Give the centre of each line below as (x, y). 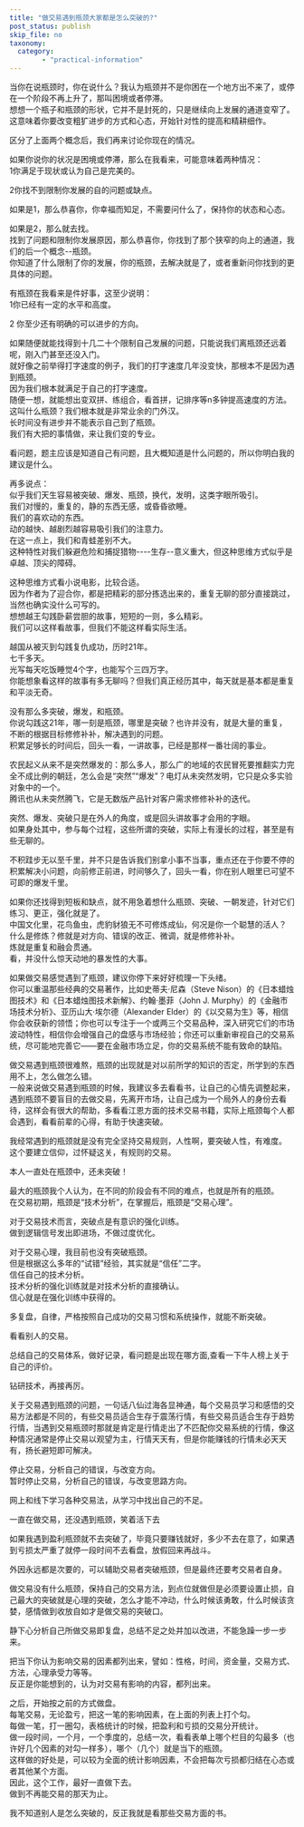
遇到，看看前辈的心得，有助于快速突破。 (92, 1122)
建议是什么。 (33, 464)
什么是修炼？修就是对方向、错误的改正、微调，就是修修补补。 (124, 936)
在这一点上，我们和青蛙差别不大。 (73, 540)
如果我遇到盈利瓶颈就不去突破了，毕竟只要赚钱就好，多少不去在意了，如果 (148, 1539)
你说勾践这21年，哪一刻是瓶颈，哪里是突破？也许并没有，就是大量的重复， (148, 723)
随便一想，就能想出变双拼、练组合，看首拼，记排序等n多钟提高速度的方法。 (151, 399)
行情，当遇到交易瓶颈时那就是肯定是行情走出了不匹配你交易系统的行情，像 (148, 1428)
